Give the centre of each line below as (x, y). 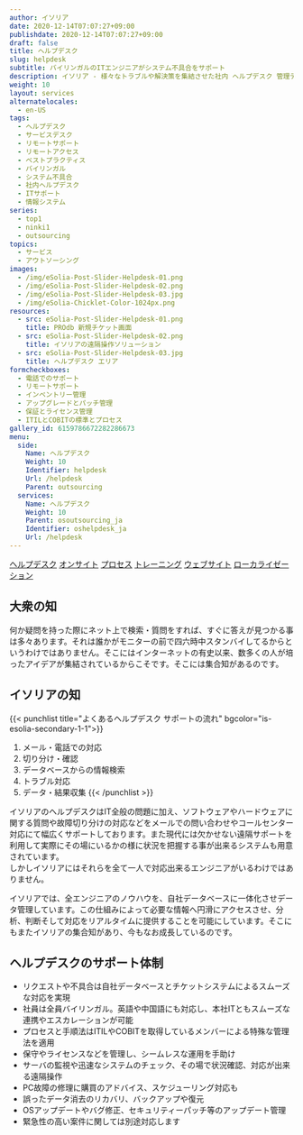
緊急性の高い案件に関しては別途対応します (101, 1121)
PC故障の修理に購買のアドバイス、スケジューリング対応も (130, 1088)
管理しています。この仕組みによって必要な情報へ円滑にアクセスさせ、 (147, 909)
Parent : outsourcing (64, 487)
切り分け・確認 (50, 758)
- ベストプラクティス (52, 160)
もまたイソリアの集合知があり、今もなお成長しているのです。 (123, 932)
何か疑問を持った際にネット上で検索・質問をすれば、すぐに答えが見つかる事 (151, 630)
